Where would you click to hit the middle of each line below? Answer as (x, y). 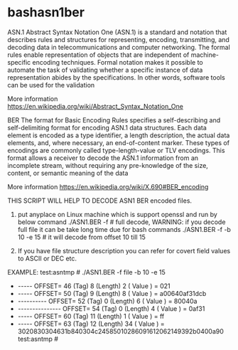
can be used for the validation (51, 85)
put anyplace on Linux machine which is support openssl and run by (118, 214)
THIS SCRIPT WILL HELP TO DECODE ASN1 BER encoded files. (100, 201)
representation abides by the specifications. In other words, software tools (116, 77)
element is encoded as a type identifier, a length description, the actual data (119, 135)
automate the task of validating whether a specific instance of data (105, 70)
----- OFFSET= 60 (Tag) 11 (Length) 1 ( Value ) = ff (91, 316)
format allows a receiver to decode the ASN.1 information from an (103, 158)
